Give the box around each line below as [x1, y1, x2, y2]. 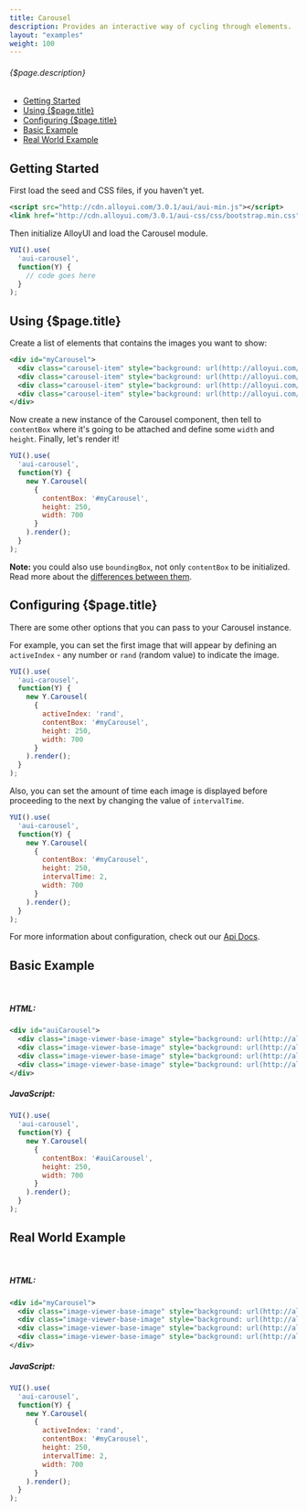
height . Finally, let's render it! [9, 433, 120, 444]
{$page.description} [9, 67, 86, 78]
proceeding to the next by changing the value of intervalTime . [9, 795, 245, 806]
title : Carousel [9, 13, 71, 23]
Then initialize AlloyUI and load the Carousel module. [9, 228, 208, 239]
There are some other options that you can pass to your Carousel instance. [9, 622, 292, 633]
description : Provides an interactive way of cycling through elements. [9, 22, 292, 31]
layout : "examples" [9, 30, 84, 39]
